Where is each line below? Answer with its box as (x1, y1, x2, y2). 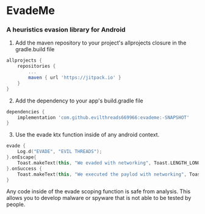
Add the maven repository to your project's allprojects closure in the (15, 39, 187, 46)
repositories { (17, 63, 56, 70)
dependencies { (6, 109, 45, 115)
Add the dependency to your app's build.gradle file (15, 97, 143, 104)
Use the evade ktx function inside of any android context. (15, 131, 160, 138)
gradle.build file (15, 46, 55, 53)
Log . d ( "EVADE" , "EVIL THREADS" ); (17, 149, 103, 155)
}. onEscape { (6, 154, 37, 160)
